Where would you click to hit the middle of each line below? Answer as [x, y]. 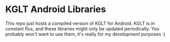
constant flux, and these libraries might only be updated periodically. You [82, 28]
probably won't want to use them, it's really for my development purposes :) [85, 34]
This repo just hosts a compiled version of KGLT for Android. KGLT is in [80, 23]
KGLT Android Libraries [56, 9]
